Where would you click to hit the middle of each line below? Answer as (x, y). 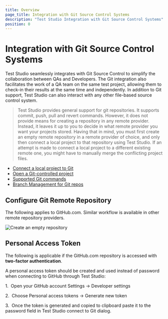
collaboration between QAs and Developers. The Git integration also (76, 79)
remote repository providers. (35, 218)
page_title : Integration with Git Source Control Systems (67, 15)
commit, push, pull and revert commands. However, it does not (83, 116)
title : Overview (22, 10)
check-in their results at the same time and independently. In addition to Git (83, 90)
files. (23, 158)
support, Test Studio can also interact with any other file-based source (79, 95)
